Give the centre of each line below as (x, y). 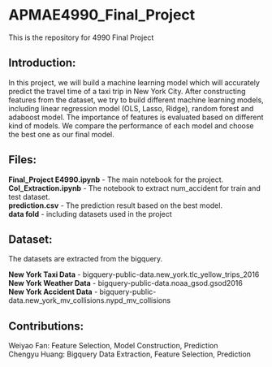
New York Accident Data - (53, 292)
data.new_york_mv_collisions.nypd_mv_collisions (90, 300)
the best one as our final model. (62, 134)
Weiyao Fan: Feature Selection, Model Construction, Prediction (113, 346)
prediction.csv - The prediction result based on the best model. (116, 205)
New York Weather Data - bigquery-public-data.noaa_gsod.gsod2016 (126, 283)
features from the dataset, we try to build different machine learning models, (136, 100)
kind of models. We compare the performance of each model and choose (131, 125)
